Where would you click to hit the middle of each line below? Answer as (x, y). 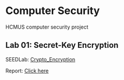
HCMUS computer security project (47, 27)
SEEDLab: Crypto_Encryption (40, 59)
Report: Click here (27, 71)
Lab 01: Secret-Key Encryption (62, 45)
